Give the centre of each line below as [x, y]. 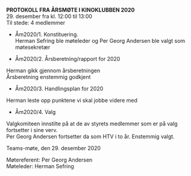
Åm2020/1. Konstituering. [46, 34]
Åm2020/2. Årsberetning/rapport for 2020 [67, 59]
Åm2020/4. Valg [35, 112]
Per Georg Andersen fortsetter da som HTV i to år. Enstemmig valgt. [90, 137]
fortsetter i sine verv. [32, 130]
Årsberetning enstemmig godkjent [49, 77]
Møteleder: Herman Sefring [40, 166]
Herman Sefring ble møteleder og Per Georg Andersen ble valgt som [100, 41]
